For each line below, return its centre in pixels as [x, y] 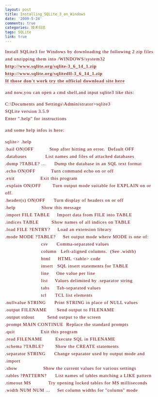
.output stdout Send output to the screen [53, 317]
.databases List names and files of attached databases [70, 156]
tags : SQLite [18, 32]
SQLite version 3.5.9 [27, 111]
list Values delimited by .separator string [87, 280]
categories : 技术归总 [25, 28]
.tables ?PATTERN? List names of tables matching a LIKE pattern [78, 375]
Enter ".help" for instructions [36, 118]
